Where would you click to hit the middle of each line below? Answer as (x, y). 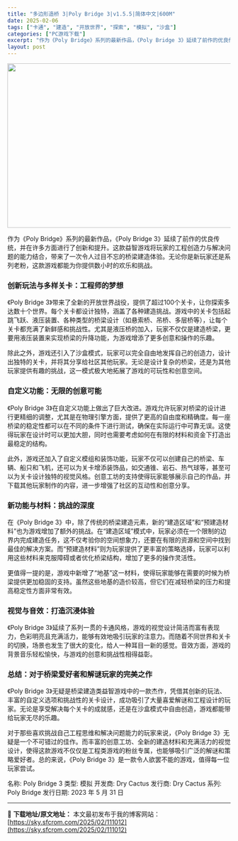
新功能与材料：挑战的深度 (51, 505)
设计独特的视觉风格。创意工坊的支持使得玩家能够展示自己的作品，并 (131, 476)
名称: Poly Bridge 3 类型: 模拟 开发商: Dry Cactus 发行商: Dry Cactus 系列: (114, 783)
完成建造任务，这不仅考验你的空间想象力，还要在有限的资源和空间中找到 (125, 540)
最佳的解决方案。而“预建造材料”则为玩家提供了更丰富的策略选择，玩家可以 (116, 549)
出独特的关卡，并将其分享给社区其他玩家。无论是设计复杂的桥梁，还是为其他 (119, 362)
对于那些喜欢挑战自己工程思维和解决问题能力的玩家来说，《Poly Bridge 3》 (115, 733)
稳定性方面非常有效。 (44, 590)
